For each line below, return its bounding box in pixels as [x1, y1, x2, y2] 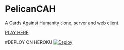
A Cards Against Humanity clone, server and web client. [5, 20, 120, 26]
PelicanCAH [5, 3, 56, 15]
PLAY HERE [5, 29, 29, 35]
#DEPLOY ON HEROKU [5, 39, 53, 45]
